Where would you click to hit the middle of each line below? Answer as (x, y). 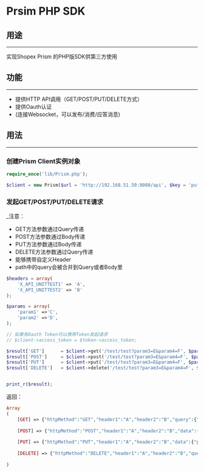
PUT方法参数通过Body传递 (48, 244)
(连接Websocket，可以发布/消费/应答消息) (67, 114)
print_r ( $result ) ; (29, 384)
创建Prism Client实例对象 (43, 161)
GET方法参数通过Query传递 (49, 229)
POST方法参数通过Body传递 (50, 236)
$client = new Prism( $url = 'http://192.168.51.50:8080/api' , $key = (96, 185)
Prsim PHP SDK (46, 11)
